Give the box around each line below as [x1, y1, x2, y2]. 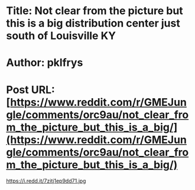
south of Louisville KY [6, 29, 116, 42]
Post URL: [6, 83, 55, 96]
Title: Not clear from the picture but [6, 4, 183, 18]
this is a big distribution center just [6, 16, 180, 30]
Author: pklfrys [6, 56, 83, 69]
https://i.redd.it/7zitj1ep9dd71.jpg [6, 178, 86, 185]
